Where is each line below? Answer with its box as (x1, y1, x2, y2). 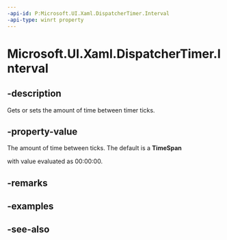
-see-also (7, 224, 50, 235)
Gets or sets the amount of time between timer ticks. (7, 106, 155, 114)
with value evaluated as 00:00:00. (7, 157, 103, 165)
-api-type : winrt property (7, 16, 84, 23)
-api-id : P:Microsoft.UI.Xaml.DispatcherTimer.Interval (7, 10, 170, 17)
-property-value (7, 125, 78, 137)
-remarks (7, 177, 48, 189)
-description (7, 88, 62, 99)
